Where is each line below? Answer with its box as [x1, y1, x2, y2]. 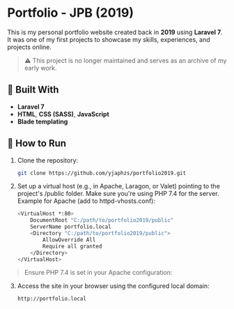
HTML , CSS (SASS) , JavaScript [17, 110, 109, 118]
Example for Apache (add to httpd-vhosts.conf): [17, 197, 155, 205]
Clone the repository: [17, 156, 79, 165]
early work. [24, 63, 57, 72]
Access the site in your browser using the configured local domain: [17, 282, 210, 290]
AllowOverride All [42, 236, 96, 243]
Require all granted [42, 243, 102, 250]
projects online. [7, 43, 52, 51]
